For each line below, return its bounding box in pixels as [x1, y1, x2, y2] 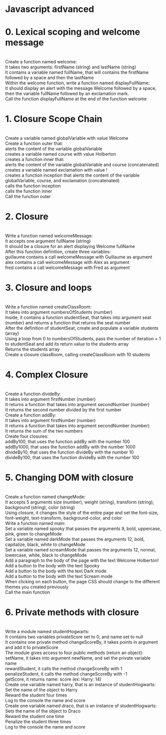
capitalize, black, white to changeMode [5, 541, 85, 547]
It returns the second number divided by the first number [5, 407, 122, 413]
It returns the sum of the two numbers [5, 428, 83, 434]
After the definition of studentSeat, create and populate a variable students [5, 325, 159, 331]
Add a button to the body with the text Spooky [5, 562, 100, 568]
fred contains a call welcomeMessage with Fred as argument [5, 264, 130, 270]
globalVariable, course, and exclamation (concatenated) [5, 178, 120, 184]
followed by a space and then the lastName [5, 75, 94, 81]
